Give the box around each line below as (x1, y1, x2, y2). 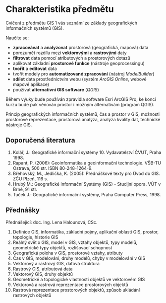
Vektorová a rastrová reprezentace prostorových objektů (12, 282, 128, 288)
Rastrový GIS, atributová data (12, 266, 73, 272)
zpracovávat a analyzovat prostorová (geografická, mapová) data (12, 44, 149, 50)
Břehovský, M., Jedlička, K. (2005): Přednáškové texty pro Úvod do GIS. (12, 170, 160, 176)
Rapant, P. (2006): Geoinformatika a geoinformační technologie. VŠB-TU (12, 160, 162, 166)
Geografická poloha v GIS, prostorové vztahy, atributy (12, 250, 123, 256)
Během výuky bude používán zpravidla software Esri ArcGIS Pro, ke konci (5, 96, 156, 102)
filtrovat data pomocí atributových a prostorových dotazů (12, 55, 131, 61)
